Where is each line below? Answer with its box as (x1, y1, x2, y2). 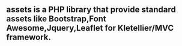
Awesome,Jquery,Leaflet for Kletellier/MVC (6, 23, 174, 33)
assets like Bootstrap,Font (6, 14, 106, 24)
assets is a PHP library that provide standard (6, 5, 176, 15)
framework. (6, 32, 51, 42)
